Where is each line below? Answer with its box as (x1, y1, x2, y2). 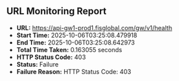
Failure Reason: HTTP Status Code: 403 (16, 67, 131, 76)
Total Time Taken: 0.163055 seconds (16, 45, 123, 54)
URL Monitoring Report (6, 5, 107, 17)
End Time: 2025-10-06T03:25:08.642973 (16, 38, 135, 47)
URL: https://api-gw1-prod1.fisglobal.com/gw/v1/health (16, 23, 173, 32)
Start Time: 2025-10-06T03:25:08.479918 (16, 31, 138, 39)
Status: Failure (16, 60, 59, 68)
